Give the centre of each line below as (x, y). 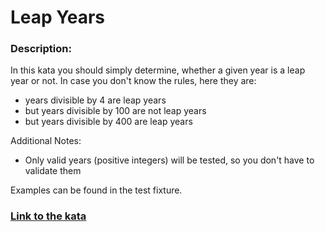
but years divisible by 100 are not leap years (115, 111)
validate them (53, 171)
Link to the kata (48, 216)
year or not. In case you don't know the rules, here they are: (133, 81)
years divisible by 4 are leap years (95, 100)
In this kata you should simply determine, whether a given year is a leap (158, 70)
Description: (41, 49)
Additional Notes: (46, 141)
